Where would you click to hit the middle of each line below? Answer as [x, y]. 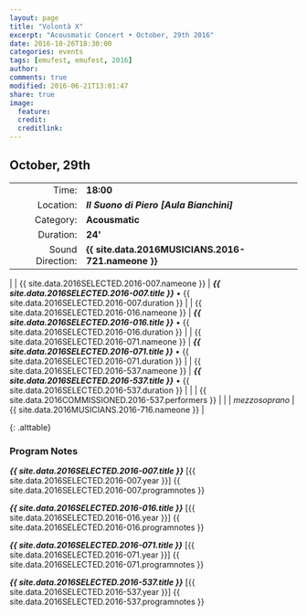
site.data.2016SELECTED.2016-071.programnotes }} [106, 565]
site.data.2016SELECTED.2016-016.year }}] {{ [95, 518]
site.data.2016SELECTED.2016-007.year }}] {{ [95, 481]
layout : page [34, 18]
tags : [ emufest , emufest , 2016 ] [71, 60]
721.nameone [117, 260]
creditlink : [41, 129]
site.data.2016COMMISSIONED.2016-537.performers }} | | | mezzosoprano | [152, 399]
